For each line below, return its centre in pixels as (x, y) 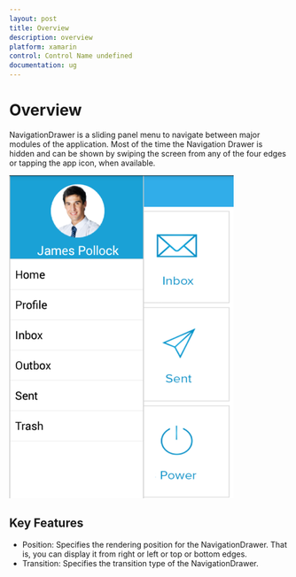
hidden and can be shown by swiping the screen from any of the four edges (148, 153)
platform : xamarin (43, 47)
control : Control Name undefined (71, 56)
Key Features (47, 523)
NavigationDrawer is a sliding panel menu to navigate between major (135, 135)
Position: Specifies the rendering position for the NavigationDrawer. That (155, 544)
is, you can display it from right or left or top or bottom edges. (135, 554)
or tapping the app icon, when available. (82, 163)
